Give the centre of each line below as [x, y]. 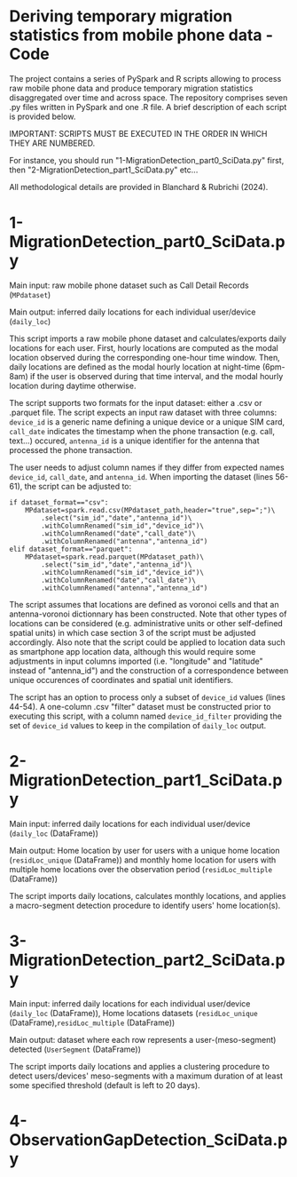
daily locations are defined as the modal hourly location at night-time [135, 367]
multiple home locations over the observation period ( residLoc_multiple [141, 869]
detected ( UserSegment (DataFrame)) [75, 1049]
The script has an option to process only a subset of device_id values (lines [147, 697]
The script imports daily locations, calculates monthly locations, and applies [148, 895]
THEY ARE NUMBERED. [52, 143]
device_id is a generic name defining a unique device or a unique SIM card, [147, 421]
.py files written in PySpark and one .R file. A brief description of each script [148, 107]
